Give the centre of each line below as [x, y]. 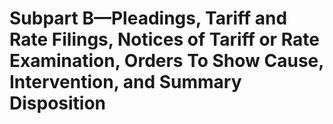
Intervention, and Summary [125, 82]
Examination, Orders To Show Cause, [166, 61]
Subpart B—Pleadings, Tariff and [148, 18]
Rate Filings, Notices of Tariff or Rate [164, 39]
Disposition [58, 103]
